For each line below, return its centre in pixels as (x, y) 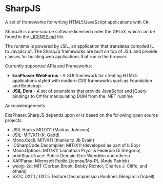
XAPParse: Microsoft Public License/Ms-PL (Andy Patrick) (71, 161)
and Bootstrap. (27, 85)
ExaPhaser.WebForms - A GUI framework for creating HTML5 (75, 75)
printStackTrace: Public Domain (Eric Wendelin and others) (71, 155)
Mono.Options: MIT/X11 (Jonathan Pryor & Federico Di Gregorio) (76, 150)
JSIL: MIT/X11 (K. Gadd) (36, 135)
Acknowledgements (25, 105)
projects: (14, 120)
